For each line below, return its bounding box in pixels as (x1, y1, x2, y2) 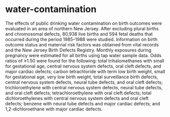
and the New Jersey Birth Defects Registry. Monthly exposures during (5, 47, 151, 53)
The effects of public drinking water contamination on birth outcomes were (5, 20, 162, 26)
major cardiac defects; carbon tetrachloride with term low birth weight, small (5, 68, 165, 74)
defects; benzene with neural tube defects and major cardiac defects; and (5, 100, 160, 106)
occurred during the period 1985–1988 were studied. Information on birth (5, 36, 158, 42)
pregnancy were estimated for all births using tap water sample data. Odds (5, 52, 161, 58)
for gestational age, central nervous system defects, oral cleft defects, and (5, 63, 161, 69)
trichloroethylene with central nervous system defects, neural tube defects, (5, 84, 163, 90)
